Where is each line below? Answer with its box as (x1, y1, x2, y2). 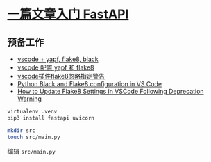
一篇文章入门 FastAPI (7, 6, 129, 22)
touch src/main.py (7, 133, 60, 140)
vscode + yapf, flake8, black (17, 55, 99, 63)
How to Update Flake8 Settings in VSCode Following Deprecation (17, 88, 204, 95)
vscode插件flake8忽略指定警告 (17, 72, 105, 80)
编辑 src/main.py (7, 147, 56, 155)
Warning (17, 95, 42, 103)
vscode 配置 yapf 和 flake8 (17, 63, 94, 72)
